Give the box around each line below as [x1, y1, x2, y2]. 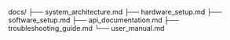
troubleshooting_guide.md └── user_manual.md [8, 24, 165, 32]
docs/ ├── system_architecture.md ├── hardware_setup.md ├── [8, 8, 222, 16]
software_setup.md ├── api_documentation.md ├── [8, 15, 179, 25]
